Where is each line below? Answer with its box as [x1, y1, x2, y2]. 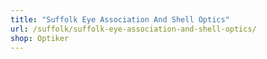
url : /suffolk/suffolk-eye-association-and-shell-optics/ [10, 24, 257, 34]
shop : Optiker [10, 33, 70, 43]
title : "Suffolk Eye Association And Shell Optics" [10, 14, 230, 25]
